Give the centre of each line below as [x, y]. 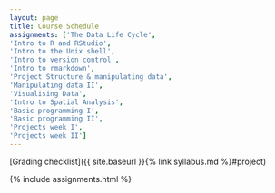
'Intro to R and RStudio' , [60, 43]
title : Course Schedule [54, 26]
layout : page [34, 18]
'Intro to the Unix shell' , [63, 52]
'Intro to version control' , [64, 60]
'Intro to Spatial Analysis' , [67, 102]
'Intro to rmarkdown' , [52, 69]
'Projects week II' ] [49, 136]
